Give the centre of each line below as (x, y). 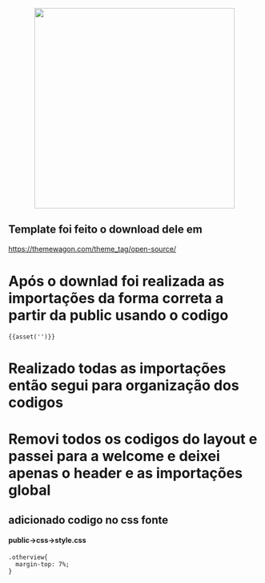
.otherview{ (28, 557)
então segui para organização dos (124, 385)
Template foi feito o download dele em (105, 230)
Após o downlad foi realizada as (116, 281)
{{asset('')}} (32, 337)
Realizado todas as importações (117, 368)
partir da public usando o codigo (118, 315)
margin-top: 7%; (42, 564)
